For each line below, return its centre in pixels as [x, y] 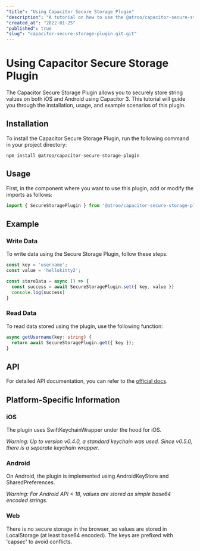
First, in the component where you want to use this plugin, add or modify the [100, 188]
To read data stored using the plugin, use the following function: [85, 326]
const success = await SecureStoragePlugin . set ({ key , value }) [93, 287]
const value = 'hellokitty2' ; [44, 271]
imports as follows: [29, 194]
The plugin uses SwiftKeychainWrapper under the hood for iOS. [84, 429]
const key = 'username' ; [37, 265]
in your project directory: [37, 144]
